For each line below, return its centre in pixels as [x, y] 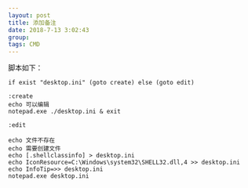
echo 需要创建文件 [35, 149]
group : [19, 37]
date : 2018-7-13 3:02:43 [49, 30]
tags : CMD [24, 45]
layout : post [29, 15]
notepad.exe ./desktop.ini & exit [65, 112]
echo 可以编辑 [29, 105]
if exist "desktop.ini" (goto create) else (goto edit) [101, 83]
